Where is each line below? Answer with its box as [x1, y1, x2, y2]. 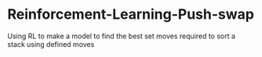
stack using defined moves [7, 39, 95, 48]
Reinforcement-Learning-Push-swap [7, 5, 254, 23]
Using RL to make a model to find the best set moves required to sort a [7, 31, 236, 41]
